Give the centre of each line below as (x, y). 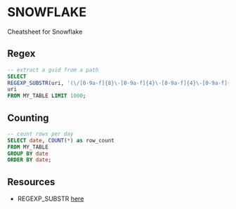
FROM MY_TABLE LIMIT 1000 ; (47, 96)
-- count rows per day (40, 134)
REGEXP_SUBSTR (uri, (36, 83)
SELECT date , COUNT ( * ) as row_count (61, 140)
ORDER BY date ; (29, 160)
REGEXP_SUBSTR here (51, 199)
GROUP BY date (28, 154)
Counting (28, 117)
